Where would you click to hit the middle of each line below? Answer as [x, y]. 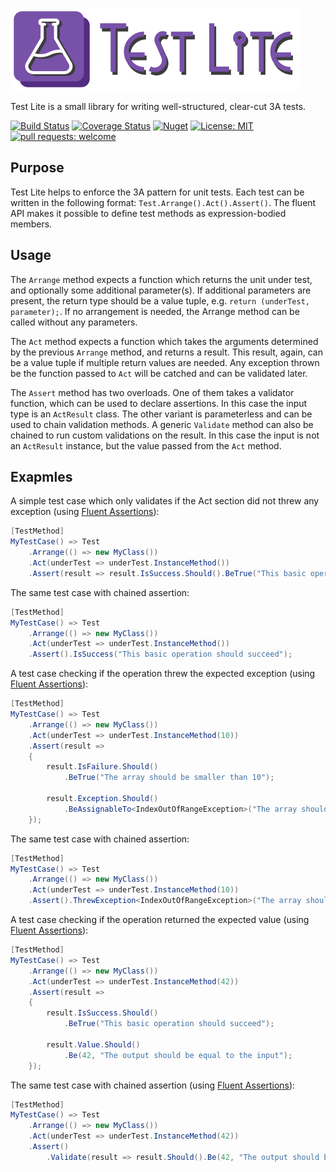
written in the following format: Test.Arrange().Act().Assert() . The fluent [163, 202]
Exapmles [41, 477]
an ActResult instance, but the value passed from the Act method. [146, 445]
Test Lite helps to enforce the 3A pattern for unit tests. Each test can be [157, 192]
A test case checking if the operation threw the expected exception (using [163, 674]
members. [31, 224]
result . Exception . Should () [102, 799]
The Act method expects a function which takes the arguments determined [164, 341]
